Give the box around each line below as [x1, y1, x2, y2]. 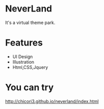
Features [5, 37, 43, 48]
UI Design [12, 53, 33, 59]
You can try [5, 82, 54, 93]
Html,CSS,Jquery [12, 64, 48, 70]
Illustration [12, 58, 34, 65]
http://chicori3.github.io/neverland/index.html [5, 98, 99, 104]
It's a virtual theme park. [5, 19, 55, 25]
